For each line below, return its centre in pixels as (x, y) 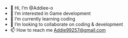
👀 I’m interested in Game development (50, 13)
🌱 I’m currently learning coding (43, 19)
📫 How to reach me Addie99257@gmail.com (58, 30)
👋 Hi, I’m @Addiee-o (31, 8)
